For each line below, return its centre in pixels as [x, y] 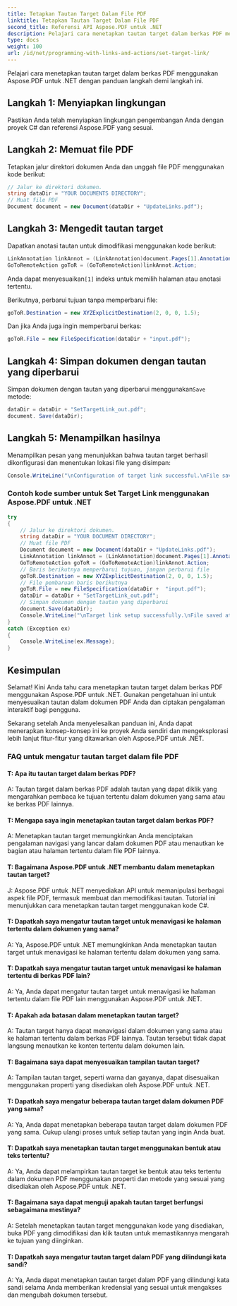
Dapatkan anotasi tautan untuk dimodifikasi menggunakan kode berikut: [112, 246]
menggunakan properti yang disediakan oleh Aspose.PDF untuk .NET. [109, 1085]
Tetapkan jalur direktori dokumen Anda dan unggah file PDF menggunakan [116, 167]
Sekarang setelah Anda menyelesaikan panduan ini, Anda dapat [100, 723]
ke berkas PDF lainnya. [41, 804]
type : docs [23, 40]
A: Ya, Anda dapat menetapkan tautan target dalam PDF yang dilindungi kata [119, 1280]
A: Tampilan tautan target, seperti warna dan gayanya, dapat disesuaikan [114, 1077]
